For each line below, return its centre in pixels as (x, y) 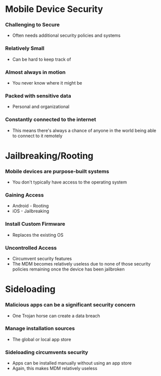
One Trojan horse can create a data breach (56, 316)
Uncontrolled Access (31, 248)
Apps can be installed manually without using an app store (72, 363)
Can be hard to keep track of (42, 59)
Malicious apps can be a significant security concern (70, 305)
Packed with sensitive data (38, 96)
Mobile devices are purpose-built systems (57, 171)
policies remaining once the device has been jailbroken (68, 269)
